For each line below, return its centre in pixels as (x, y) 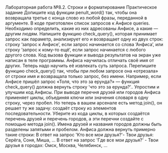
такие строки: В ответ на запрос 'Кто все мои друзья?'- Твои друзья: (79, 135)
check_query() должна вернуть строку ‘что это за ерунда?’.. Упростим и (82, 87)
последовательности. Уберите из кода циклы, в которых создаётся (77, 113)
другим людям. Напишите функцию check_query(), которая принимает (81, 34)
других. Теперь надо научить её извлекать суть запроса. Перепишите (81, 65)
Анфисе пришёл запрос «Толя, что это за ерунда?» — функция (72, 81)
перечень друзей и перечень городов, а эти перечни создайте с (74, 119)
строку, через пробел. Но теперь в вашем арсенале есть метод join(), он (83, 103)
